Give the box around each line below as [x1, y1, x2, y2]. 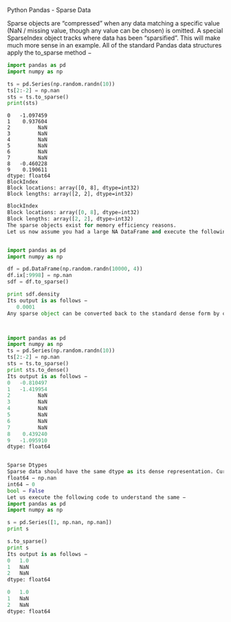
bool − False [7, 487, 45, 495]
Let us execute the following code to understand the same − [7, 494, 186, 501]
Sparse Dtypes [7, 462, 48, 469]
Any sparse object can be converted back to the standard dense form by [7, 310, 220, 317]
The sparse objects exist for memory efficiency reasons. [7, 222, 177, 229]
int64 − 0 [7, 481, 36, 488]
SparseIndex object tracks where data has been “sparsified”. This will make [7, 34, 221, 42]
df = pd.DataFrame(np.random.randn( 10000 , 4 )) [7, 265, 143, 273]
